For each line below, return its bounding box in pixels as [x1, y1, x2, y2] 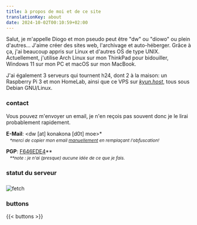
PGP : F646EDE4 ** [6, 147, 53, 155]
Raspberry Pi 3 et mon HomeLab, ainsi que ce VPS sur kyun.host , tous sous [6, 78, 190, 85]
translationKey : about [6, 14, 62, 20]
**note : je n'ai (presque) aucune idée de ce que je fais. [9, 155, 125, 161]
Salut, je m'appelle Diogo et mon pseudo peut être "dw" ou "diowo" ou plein [6, 36, 191, 43]
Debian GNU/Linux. [6, 85, 53, 92]
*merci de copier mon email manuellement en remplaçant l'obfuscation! [9, 137, 160, 143]
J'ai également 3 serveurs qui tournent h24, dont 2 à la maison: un [6, 72, 168, 79]
